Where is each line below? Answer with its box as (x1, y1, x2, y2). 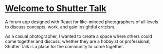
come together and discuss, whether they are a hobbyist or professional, (5, 38, 151, 44)
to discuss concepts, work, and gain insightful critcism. (5, 24, 116, 29)
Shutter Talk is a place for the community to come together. (5, 43, 124, 49)
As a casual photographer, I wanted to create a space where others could (5, 33, 152, 39)
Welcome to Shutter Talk (5, 3, 107, 14)
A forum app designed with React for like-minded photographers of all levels (5, 19, 159, 25)
